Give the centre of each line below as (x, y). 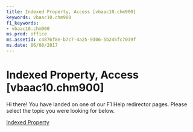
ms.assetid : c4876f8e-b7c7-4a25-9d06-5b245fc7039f (71, 40)
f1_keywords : (23, 23)
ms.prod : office (27, 34)
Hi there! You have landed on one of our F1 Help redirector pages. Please (97, 104)
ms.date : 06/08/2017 (32, 46)
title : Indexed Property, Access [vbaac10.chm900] (71, 12)
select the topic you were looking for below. (61, 110)
